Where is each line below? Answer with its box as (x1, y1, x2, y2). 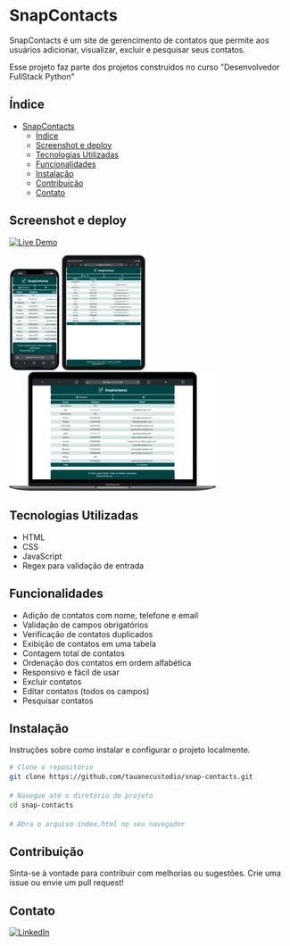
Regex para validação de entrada (21, 560, 145, 571)
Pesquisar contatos (21, 695, 94, 706)
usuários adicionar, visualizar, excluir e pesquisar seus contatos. (9, 44, 245, 54)
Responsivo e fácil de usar (21, 667, 120, 677)
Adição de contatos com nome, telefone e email (21, 610, 199, 620)
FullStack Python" (9, 71, 76, 81)
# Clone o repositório (9, 763, 94, 772)
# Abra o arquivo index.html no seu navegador (9, 819, 186, 828)
